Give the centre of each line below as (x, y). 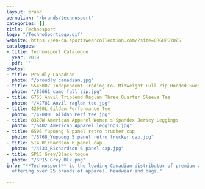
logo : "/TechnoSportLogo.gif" (45, 35)
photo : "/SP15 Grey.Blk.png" (49, 160)
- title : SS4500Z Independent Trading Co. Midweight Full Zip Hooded (97, 86)
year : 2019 (26, 57)
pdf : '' (22, 63)
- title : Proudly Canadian (41, 75)
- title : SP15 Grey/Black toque (47, 154)
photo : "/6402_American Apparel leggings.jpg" (72, 126)
